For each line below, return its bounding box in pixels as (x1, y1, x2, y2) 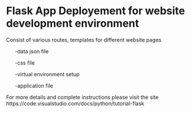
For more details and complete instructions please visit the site (6, 93, 159, 101)
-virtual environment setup (14, 70, 80, 78)
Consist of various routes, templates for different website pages (6, 36, 161, 43)
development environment (6, 17, 139, 30)
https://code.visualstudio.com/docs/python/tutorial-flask (6, 99, 145, 107)
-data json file (14, 47, 49, 54)
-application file (14, 82, 53, 89)
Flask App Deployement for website (6, 4, 185, 18)
